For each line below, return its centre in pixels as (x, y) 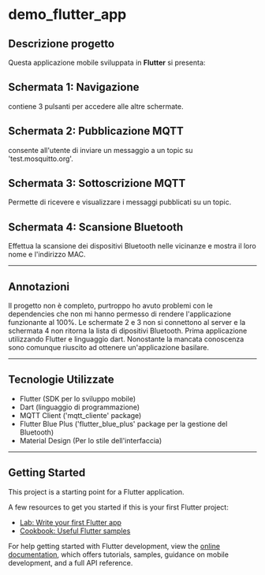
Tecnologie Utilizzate (61, 380)
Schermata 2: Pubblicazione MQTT (96, 131)
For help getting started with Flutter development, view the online (114, 546)
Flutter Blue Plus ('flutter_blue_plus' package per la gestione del (123, 424)
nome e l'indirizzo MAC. (47, 255)
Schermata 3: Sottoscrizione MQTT (97, 183)
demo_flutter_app (67, 15)
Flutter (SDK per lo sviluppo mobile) (78, 398)
